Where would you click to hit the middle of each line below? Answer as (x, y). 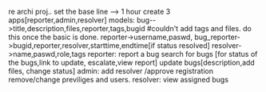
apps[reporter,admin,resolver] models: (72, 20)
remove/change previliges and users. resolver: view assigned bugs (119, 80)
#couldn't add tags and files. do (199, 28)
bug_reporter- (218, 37)
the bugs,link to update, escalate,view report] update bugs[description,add (132, 62)
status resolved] (183, 46)
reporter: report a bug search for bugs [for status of (173, 54)
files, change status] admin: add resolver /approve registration (111, 71)
